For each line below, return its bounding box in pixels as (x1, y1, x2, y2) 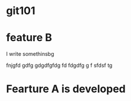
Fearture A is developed (6, 82, 126, 96)
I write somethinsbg (6, 51, 54, 58)
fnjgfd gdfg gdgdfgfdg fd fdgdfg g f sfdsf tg (6, 62, 113, 69)
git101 (6, 4, 35, 18)
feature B (6, 31, 52, 45)
